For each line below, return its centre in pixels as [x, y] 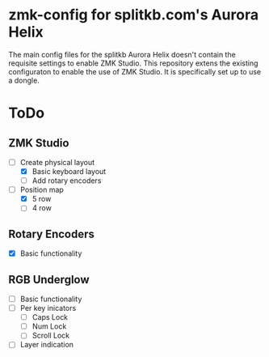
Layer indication [47, 345]
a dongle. [24, 80]
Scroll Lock [51, 336]
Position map [42, 190]
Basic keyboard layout [69, 171]
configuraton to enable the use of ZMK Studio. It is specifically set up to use [135, 71]
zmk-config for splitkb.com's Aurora [134, 15]
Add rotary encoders [67, 181]
